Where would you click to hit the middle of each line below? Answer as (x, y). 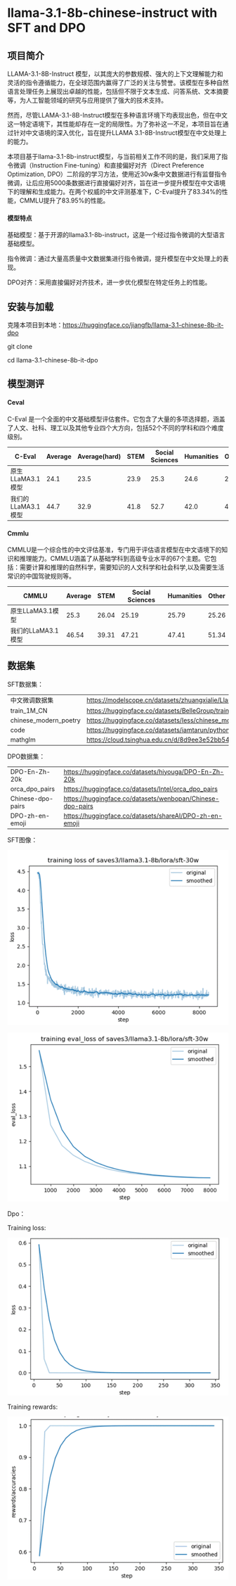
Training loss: (27, 1227)
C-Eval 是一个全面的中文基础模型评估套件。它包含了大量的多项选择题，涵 (113, 419)
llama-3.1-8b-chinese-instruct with (112, 13)
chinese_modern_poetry (45, 720)
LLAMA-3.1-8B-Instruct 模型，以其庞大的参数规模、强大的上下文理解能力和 (115, 74)
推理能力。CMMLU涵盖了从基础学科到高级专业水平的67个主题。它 (115, 559)
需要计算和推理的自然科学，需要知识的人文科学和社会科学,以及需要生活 (122, 567)
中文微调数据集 (32, 700)
